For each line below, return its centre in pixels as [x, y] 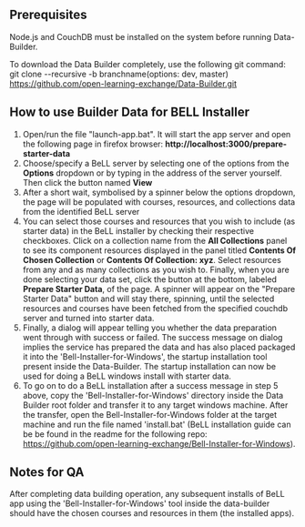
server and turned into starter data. [88, 318]
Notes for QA [47, 472]
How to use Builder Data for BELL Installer [130, 112]
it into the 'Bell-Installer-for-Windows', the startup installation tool [145, 356]
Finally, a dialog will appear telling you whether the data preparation [150, 328]
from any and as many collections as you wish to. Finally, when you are [156, 269]
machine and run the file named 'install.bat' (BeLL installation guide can [157, 424]
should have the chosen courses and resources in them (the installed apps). [152, 513]
